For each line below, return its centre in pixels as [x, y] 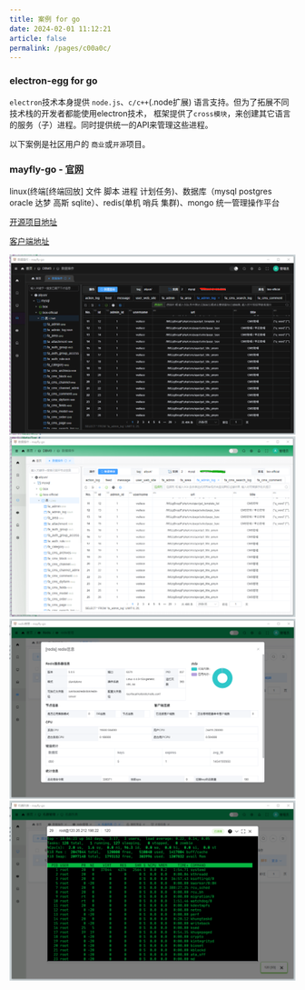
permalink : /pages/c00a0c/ [60, 48]
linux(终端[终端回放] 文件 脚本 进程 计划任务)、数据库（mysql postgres [141, 191]
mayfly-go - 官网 [47, 170]
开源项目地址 [33, 222]
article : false [38, 38]
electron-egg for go [54, 81]
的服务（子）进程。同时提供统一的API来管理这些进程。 [111, 125]
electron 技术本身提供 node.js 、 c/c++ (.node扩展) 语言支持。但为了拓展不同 [149, 102]
